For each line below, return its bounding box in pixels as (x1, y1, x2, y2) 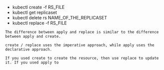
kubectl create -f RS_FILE (12, 4, 65, 10)
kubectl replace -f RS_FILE (12, 20, 67, 26)
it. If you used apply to (5, 60, 59, 65)
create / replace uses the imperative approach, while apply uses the (5, 43, 155, 48)
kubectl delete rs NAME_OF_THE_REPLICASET (12, 15, 107, 20)
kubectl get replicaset (12, 9, 57, 15)
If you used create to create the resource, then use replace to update (5, 56, 159, 61)
